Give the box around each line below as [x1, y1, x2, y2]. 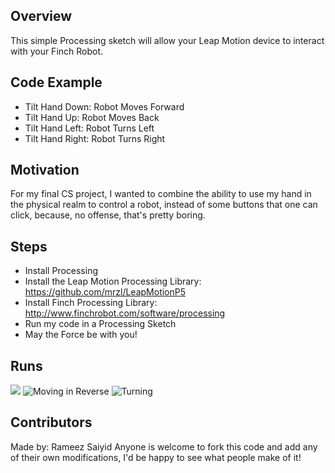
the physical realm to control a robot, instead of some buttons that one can [10, 199, 318, 211]
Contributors [10, 414, 93, 431]
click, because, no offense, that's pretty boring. [10, 209, 206, 221]
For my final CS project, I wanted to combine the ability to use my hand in [10, 188, 312, 200]
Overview [10, 8, 73, 25]
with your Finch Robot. [10, 45, 104, 57]
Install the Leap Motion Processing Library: [24, 275, 202, 288]
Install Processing [24, 265, 99, 277]
